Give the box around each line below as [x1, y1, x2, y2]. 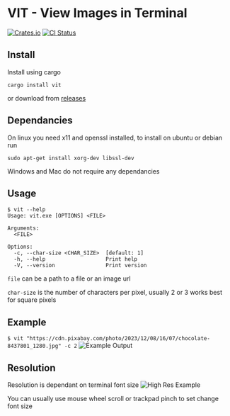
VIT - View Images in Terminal [7, 5, 188, 21]
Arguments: [7, 225, 40, 232]
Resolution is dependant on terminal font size [7, 381, 139, 389]
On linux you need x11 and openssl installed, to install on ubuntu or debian [7, 133, 223, 142]
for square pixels [7, 296, 57, 304]
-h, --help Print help [13, 256, 138, 263]
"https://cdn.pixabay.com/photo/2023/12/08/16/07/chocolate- [25, 335, 211, 342]
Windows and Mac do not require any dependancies [7, 167, 160, 175]
